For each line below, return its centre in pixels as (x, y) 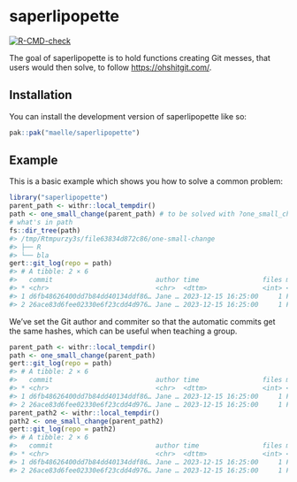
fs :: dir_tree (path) (45, 230)
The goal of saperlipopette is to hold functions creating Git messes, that (140, 57)
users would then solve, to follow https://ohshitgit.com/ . (110, 67)
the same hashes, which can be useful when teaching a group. (123, 331)
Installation (41, 95)
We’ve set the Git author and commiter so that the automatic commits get (142, 321)
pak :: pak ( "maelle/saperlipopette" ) (75, 133)
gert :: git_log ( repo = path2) (63, 429)
